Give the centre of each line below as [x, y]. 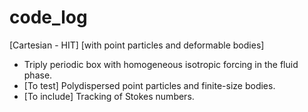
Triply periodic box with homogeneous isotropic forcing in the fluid [161, 64]
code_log [48, 17]
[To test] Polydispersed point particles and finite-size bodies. [149, 85]
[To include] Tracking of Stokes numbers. [109, 96]
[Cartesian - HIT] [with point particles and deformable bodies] [137, 45]
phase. [38, 75]
